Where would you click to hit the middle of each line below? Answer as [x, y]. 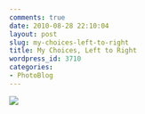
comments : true [37, 17]
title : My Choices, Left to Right [73, 51]
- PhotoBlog [31, 76]
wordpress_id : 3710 [45, 59]
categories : [31, 68]
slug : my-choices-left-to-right [69, 42]
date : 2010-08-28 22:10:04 [59, 26]
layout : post [33, 34]
